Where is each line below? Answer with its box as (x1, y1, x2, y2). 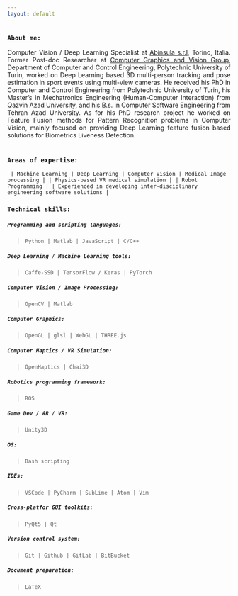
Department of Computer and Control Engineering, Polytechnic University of (7, 63, 231, 72)
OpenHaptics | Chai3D (24, 363, 89, 371)
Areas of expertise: (7, 156, 79, 164)
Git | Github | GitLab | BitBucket (24, 552, 130, 559)
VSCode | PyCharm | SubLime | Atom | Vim (24, 489, 149, 496)
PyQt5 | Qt (24, 520, 57, 528)
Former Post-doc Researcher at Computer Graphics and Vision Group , (7, 55, 231, 64)
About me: (7, 33, 41, 42)
